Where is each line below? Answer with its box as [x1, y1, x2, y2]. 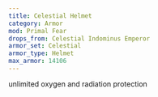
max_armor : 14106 [8, 57, 67, 65]
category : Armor [8, 19, 63, 27]
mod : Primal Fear [8, 27, 67, 35]
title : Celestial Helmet [8, 11, 92, 20]
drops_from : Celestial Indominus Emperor [8, 34, 151, 43]
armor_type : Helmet [8, 49, 75, 57]
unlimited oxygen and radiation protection [8, 78, 147, 89]
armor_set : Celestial [8, 42, 82, 50]
